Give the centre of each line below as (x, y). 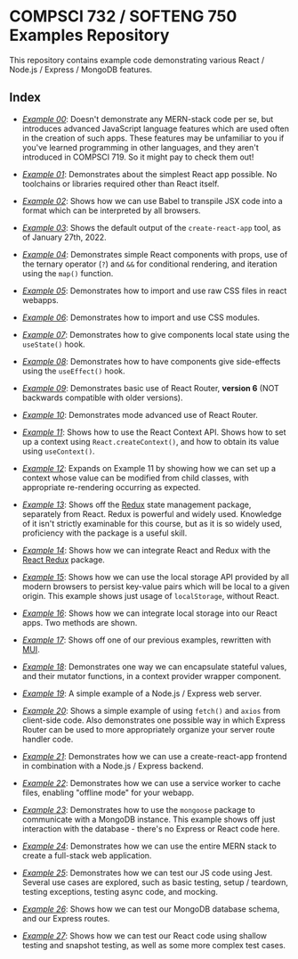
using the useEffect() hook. (74, 371)
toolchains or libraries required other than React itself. (121, 184)
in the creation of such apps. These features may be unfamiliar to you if (153, 138)
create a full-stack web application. (87, 855)
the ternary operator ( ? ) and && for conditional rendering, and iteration (149, 264)
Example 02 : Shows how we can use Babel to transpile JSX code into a (152, 201)
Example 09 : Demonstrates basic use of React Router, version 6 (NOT (151, 388)
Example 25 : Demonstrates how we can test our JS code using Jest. (147, 873)
